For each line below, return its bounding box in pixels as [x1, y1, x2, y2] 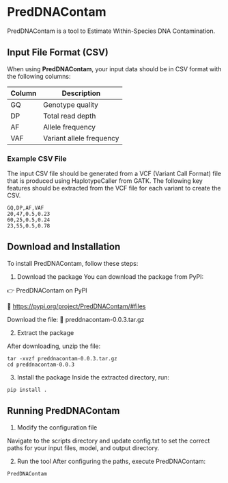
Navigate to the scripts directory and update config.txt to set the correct [7, 436, 210, 445]
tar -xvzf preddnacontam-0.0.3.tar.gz [7, 355, 117, 362]
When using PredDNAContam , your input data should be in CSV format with [7, 64, 222, 73]
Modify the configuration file [16, 423, 98, 432]
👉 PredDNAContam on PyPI [7, 286, 87, 295]
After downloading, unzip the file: [7, 342, 101, 350]
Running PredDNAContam [7, 405, 121, 417]
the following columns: [7, 72, 71, 80]
